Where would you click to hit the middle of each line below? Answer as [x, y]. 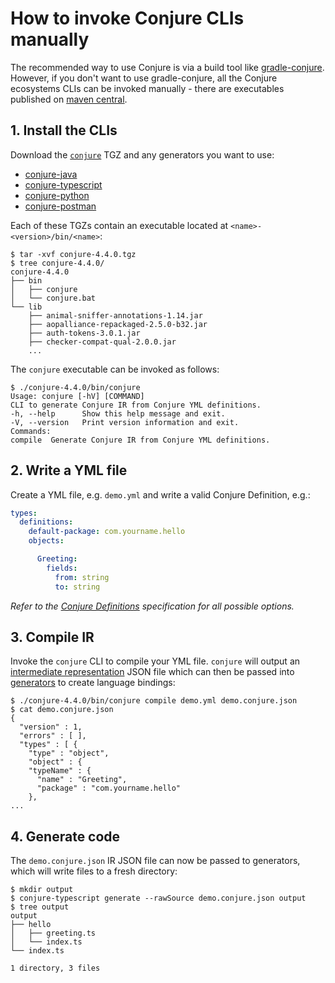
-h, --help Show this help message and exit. [118, 413]
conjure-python [57, 195]
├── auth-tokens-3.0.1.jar [84, 333]
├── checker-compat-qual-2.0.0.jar [102, 342]
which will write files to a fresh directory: [94, 871]
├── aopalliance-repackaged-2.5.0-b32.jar [118, 324]
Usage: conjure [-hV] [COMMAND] [77, 396]
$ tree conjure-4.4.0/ [57, 263]
